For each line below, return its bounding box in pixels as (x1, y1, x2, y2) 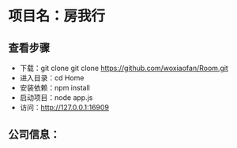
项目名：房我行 (8, 7, 106, 25)
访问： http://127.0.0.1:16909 (19, 103, 109, 112)
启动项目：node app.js (19, 93, 93, 102)
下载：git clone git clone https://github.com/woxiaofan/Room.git (19, 64, 229, 72)
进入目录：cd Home (19, 73, 85, 83)
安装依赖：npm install (19, 83, 91, 92)
